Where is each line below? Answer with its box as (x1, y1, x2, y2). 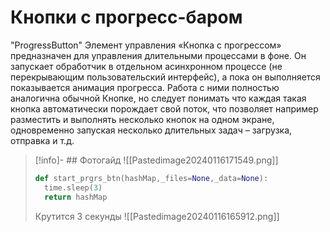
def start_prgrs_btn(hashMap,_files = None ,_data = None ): (34, 173, 269, 183)
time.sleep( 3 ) (44, 182, 103, 193)
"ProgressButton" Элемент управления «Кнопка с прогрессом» (10, 39, 282, 51)
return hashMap (44, 192, 108, 202)
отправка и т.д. (10, 134, 75, 146)
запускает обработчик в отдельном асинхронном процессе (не (10, 60, 283, 72)
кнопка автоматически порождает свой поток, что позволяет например (10, 102, 319, 115)
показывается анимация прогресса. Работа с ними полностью (10, 81, 280, 93)
